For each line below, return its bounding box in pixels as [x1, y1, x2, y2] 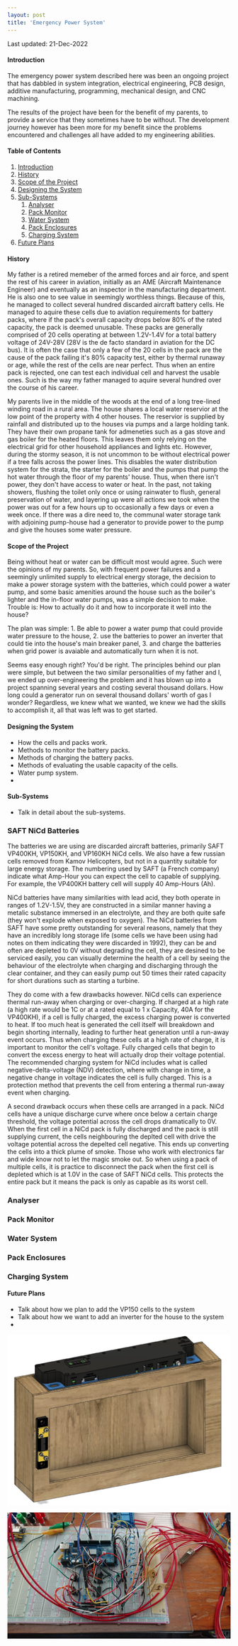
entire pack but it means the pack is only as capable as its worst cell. [7, 1178, 208, 1186]
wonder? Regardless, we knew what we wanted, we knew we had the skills [7, 699, 227, 707]
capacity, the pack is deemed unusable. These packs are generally [7, 323, 203, 332]
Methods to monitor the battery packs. [17, 746, 130, 754]
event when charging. [7, 1088, 71, 1097]
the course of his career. [7, 384, 79, 392]
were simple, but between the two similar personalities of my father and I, [7, 668, 222, 677]
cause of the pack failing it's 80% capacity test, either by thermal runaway [7, 353, 225, 362]
